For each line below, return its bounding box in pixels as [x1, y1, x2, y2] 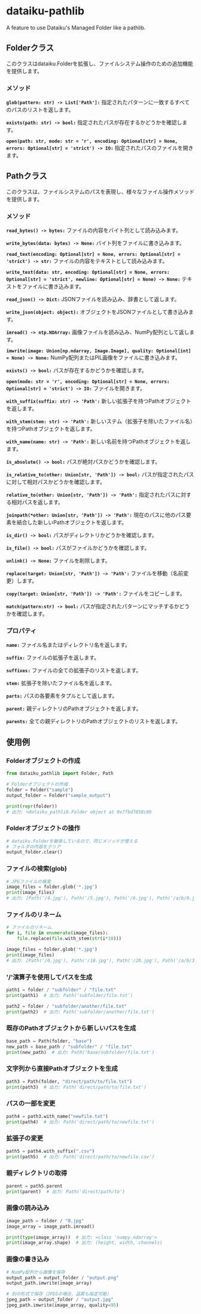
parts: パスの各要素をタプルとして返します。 [6, 692, 118, 699]
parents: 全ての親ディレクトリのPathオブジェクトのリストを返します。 [6, 718, 181, 725]
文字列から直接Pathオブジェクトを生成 [6, 1065, 118, 1073]
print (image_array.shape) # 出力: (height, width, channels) [6, 1240, 163, 1246]
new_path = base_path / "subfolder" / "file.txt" [6, 1044, 133, 1050]
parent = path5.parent [6, 1183, 63, 1189]
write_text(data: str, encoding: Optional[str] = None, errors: [6, 270, 170, 276]
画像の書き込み [6, 1255, 50, 1264]
